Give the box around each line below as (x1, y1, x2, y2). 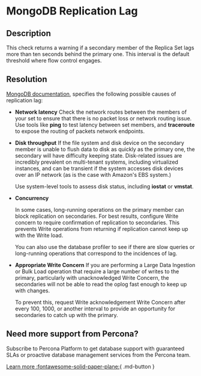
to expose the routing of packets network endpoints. (14, 128, 145, 135)
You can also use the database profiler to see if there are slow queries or (14, 243, 195, 250)
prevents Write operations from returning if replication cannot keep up (14, 225, 188, 232)
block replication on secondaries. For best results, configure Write (14, 212, 179, 220)
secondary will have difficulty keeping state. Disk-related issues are (14, 152, 182, 159)
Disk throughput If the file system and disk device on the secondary (14, 139, 185, 146)
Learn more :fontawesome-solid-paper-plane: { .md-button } (6, 363, 155, 370)
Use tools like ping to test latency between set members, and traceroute (14, 121, 195, 128)
